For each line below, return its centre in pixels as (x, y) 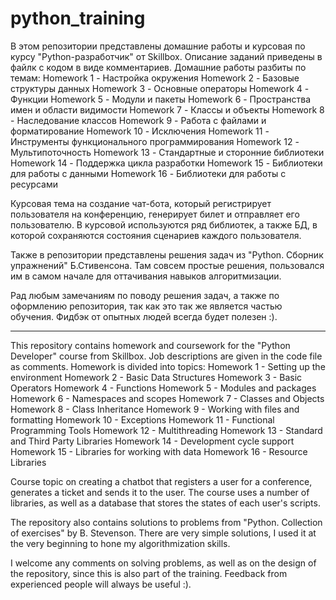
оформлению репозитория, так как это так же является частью (146, 306)
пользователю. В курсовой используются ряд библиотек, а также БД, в (164, 224)
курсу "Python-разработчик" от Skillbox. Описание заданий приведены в (166, 56)
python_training (78, 18)
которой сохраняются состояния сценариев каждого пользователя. (156, 235)
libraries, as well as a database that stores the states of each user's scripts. (165, 503)
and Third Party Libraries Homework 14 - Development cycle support (152, 441)
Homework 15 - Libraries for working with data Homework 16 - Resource (159, 451)
